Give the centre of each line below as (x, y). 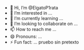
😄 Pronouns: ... (26, 36)
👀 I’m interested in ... (31, 13)
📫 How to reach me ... (33, 29)
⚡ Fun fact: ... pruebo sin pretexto (44, 42)
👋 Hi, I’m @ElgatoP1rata (34, 8)
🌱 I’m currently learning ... (36, 18)
